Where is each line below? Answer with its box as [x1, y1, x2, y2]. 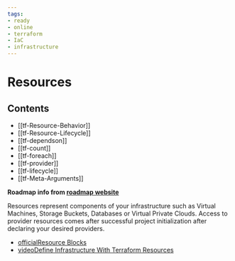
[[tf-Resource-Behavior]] [17, 122, 91, 129]
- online [7, 23, 33, 31]
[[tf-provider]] [17, 159, 59, 167]
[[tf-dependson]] [17, 137, 67, 144]
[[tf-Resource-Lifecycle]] [17, 129, 91, 137]
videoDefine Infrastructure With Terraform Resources [17, 246, 174, 254]
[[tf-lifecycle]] [17, 166, 59, 175]
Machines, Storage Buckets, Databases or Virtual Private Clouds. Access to [7, 209, 229, 218]
